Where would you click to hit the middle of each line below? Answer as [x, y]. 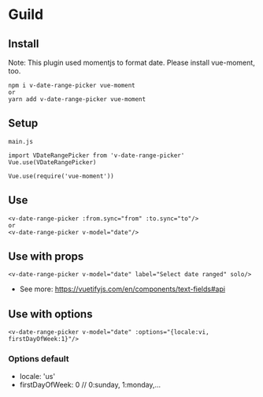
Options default [39, 359]
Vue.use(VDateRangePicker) [52, 162]
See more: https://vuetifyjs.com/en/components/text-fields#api [122, 289]
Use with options [50, 314]
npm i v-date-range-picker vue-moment [72, 85]
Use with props [46, 257]
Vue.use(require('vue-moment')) [61, 176]
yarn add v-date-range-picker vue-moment [77, 99]
